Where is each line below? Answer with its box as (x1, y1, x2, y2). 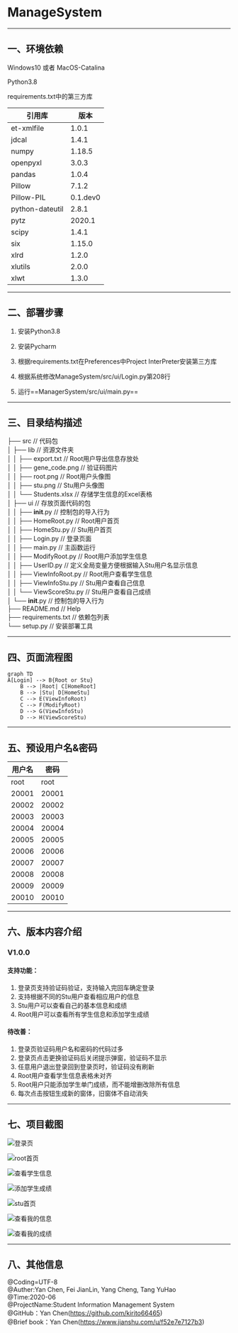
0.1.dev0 (70, 192, 101, 202)
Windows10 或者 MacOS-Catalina (7, 63, 105, 72)
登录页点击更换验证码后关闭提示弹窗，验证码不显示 (17, 1053, 167, 1062)
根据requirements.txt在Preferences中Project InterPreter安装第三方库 (17, 357, 217, 366)
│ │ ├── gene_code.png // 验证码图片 (7, 463, 118, 472)
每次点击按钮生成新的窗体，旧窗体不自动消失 (17, 1089, 149, 1097)
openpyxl (11, 158, 42, 168)
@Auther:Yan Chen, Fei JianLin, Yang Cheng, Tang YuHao (7, 1285, 176, 1294)
